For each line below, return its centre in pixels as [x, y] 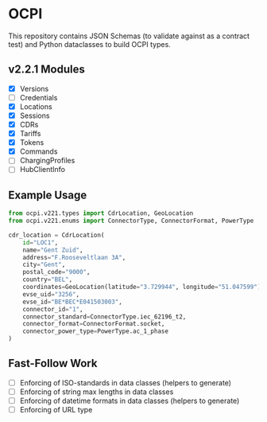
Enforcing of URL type [56, 410]
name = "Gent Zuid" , [53, 250]
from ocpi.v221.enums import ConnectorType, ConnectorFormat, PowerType [131, 221]
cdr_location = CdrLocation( [56, 235]
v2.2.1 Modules [46, 70]
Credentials [39, 97]
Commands [39, 151]
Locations [36, 106]
